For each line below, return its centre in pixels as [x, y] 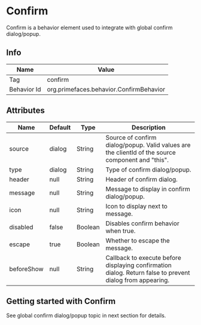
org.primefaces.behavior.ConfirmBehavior [106, 89]
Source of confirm [131, 137]
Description [149, 127]
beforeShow [26, 269]
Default [60, 127]
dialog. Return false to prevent [148, 272]
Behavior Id [25, 89]
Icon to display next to [136, 206]
